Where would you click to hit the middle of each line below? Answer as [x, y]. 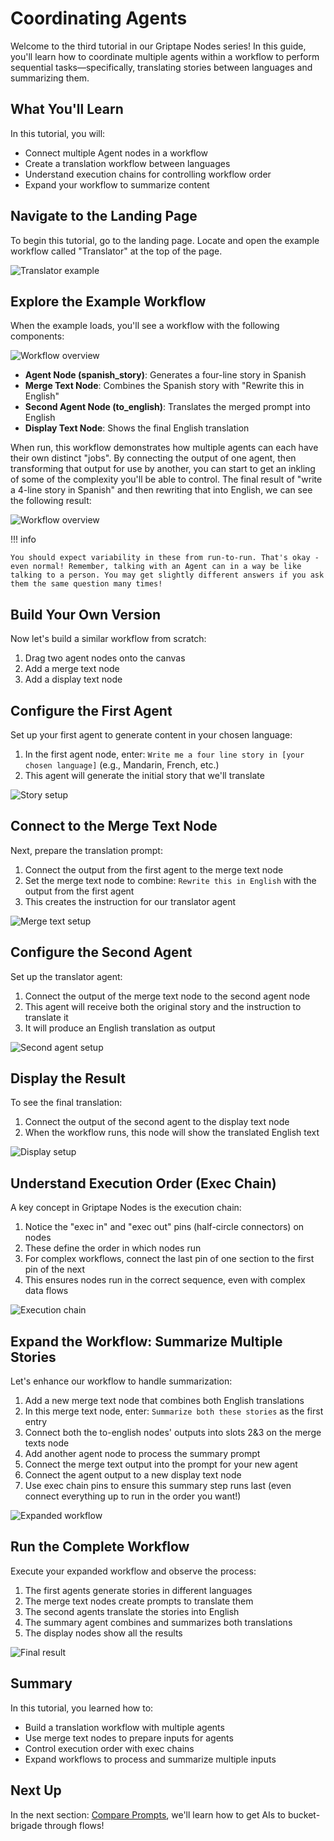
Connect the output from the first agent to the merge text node [154, 869]
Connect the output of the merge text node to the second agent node [167, 996]
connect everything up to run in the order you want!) [133, 1496]
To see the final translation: [66, 1103]
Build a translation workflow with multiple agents [124, 1727]
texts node [47, 1443]
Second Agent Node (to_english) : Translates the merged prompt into [167, 407]
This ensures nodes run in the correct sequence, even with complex [165, 1280]
